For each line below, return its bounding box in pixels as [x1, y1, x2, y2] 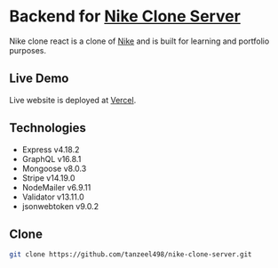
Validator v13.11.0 [21, 191, 84, 202]
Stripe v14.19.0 [21, 172, 75, 183]
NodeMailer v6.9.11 [21, 182, 91, 192]
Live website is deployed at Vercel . [9, 94, 137, 105]
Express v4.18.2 [21, 144, 80, 155]
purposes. [9, 45, 47, 55]
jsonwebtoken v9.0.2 [21, 200, 99, 211]
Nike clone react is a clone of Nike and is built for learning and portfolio [9, 36, 270, 46]
